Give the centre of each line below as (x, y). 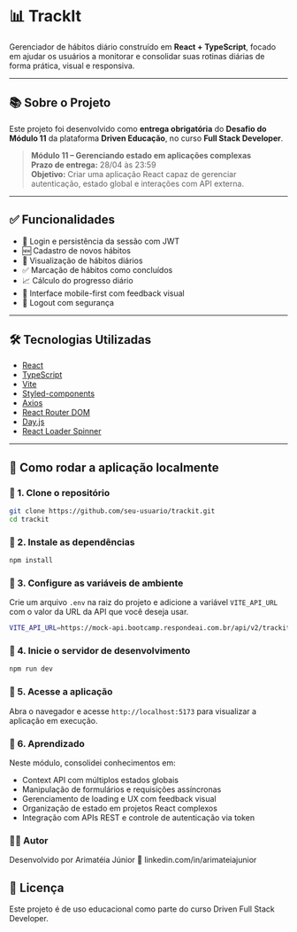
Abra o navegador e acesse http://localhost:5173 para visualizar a (133, 711)
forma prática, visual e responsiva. (72, 66)
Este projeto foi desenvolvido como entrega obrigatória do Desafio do (138, 128)
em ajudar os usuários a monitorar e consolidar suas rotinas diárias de (137, 56)
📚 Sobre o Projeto (60, 103)
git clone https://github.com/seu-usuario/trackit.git (112, 511)
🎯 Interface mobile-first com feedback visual (103, 293)
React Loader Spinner (61, 431)
